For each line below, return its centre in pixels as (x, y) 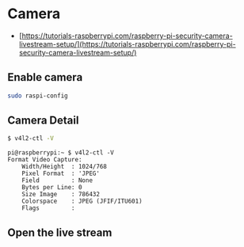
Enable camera (45, 77)
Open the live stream (60, 232)
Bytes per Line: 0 (52, 188)
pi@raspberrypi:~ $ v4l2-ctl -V (61, 153)
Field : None (57, 180)
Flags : (49, 208)
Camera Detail (43, 121)
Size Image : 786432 (61, 195)
